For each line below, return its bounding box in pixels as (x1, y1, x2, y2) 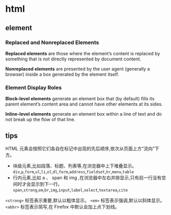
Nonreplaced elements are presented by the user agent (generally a (5, 66, 150, 72)
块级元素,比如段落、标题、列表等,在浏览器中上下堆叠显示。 (12, 162, 137, 169)
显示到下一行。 (30, 181, 62, 187)
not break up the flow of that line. (5, 116, 76, 123)
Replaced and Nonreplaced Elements (5, 39, 99, 46)
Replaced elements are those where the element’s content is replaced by (5, 50, 160, 56)
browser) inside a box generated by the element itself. (5, 71, 119, 77)
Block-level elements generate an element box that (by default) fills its (5, 96, 155, 102)
